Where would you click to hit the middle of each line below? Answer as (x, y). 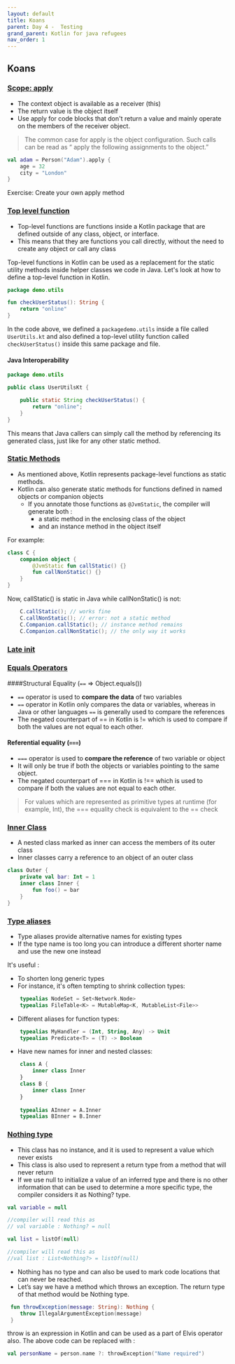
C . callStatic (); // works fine (65, 612)
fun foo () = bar (56, 890)
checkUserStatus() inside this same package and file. (84, 344)
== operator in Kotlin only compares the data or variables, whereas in (116, 704)
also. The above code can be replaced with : (71, 1341)
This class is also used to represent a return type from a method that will (122, 1165)
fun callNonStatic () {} (67, 573)
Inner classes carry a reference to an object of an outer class (105, 857)
